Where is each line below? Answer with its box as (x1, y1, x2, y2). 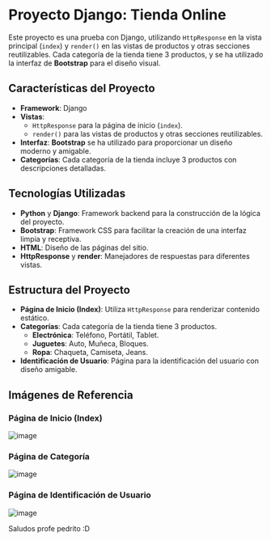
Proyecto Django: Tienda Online (8, 6, 227, 24)
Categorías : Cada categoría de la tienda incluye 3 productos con (19, 154, 237, 164)
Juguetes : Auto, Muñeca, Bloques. (32, 339, 150, 349)
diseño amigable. (19, 365, 78, 374)
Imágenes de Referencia (8, 388, 133, 402)
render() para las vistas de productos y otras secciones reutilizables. (32, 129, 263, 138)
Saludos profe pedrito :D (8, 523, 91, 533)
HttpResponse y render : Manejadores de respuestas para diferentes (19, 251, 251, 260)
